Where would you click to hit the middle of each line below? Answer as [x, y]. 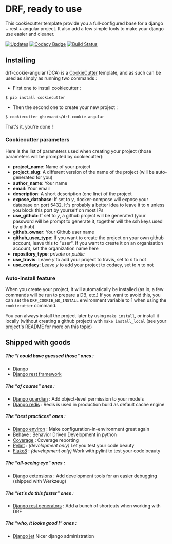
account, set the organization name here [56, 248]
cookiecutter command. [31, 306]
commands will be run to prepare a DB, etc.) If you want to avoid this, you [83, 295]
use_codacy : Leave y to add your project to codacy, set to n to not [83, 265]
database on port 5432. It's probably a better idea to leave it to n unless [89, 205]
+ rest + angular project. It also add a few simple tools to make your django [85, 28]
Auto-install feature [30, 278]
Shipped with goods [38, 343]
